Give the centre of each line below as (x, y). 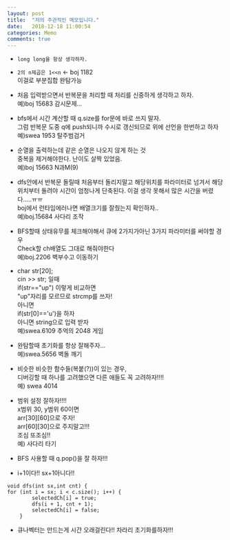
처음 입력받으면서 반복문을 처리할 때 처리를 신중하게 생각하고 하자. (105, 95)
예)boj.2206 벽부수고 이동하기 (57, 257)
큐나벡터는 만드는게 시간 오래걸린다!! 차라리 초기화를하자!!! (95, 530)
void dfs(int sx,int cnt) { (48, 486)
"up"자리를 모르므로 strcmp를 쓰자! (64, 297)
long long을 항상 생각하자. (52, 59)
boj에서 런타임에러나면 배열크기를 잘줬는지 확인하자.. (88, 208)
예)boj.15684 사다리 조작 (50, 217)
